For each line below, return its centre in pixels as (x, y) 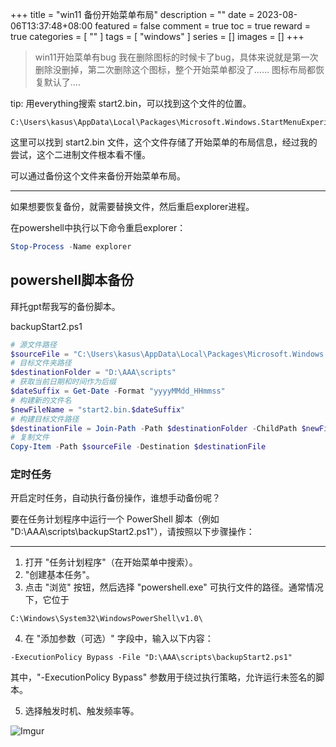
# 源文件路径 (33, 344)
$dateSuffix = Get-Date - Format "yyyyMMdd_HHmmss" (118, 391)
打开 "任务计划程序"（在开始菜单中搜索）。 (111, 562)
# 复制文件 (30, 438)
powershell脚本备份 (72, 280)
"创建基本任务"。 (59, 575)
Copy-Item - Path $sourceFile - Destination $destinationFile (138, 447)
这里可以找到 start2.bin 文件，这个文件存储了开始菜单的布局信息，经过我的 (164, 142)
